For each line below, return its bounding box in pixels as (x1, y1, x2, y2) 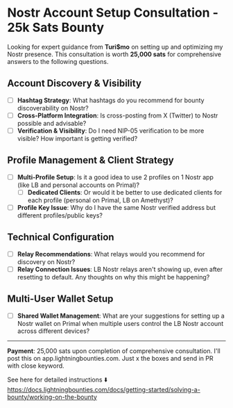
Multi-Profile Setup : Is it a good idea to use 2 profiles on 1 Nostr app (17, 172, 214, 181)
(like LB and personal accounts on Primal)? (17, 181, 140, 189)
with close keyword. (7, 361, 64, 370)
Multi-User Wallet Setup (7, 293, 114, 305)
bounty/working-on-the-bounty (7, 393, 97, 401)
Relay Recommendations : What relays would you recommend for (17, 250, 205, 258)
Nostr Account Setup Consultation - (7, 5, 218, 21)
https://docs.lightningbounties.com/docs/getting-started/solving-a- (7, 385, 201, 393)
